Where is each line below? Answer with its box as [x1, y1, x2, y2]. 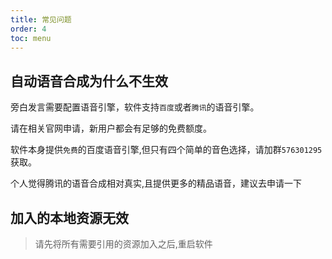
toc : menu [10, 33, 52, 43]
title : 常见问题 [10, 14, 72, 25]
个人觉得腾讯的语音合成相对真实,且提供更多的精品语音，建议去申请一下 [10, 177, 303, 190]
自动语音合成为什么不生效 [10, 72, 168, 90]
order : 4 [10, 24, 47, 34]
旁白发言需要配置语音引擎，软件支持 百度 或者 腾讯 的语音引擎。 [10, 101, 260, 113]
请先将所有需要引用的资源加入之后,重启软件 [34, 238, 213, 250]
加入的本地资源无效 [10, 209, 129, 226]
